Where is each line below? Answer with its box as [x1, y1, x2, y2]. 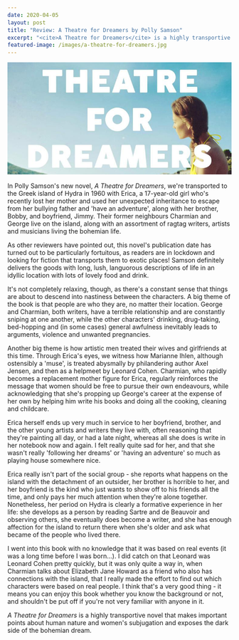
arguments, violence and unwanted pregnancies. [7, 330, 151, 339]
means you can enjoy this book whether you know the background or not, [7, 589, 224, 598]
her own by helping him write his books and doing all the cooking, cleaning [7, 397, 227, 406]
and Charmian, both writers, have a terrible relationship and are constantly [7, 308, 225, 316]
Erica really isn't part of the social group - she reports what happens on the [7, 470, 228, 478]
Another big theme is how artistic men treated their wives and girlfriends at [7, 344, 227, 352]
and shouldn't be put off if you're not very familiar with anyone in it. [7, 597, 205, 606]
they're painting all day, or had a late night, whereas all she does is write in [7, 434, 226, 442]
